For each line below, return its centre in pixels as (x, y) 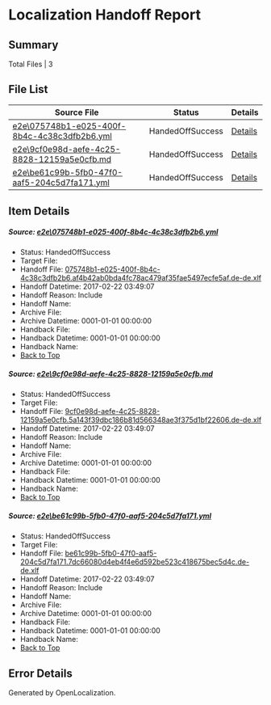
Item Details (39, 211)
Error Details (40, 673)
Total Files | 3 (31, 64)
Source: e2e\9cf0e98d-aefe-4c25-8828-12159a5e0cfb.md (111, 374)
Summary (33, 45)
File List (28, 89)
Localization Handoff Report (105, 15)
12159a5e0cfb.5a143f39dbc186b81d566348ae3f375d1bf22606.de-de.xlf (141, 420)
